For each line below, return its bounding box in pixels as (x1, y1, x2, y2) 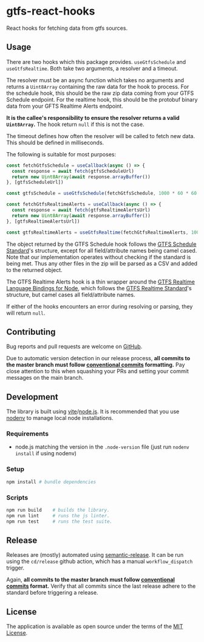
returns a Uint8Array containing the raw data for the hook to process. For (6, 83, 189, 90)
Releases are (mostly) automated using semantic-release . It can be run (6, 551, 184, 559)
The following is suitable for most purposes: (6, 150, 117, 158)
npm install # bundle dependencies (6, 479, 97, 485)
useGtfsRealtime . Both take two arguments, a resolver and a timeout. (6, 65, 178, 72)
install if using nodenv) (15, 450, 77, 457)
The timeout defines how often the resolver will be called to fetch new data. (6, 132, 195, 139)
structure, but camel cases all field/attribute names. (6, 291, 135, 298)
